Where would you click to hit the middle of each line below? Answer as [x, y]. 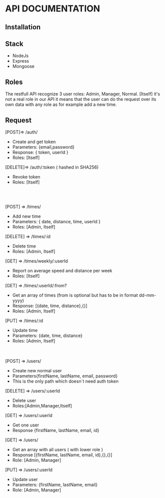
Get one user [26, 425]
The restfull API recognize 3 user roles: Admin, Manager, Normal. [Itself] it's [83, 94]
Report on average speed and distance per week [62, 271]
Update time [25, 331]
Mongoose [23, 66]
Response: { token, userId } [40, 153]
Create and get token [34, 142]
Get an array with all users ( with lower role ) [58, 450]
